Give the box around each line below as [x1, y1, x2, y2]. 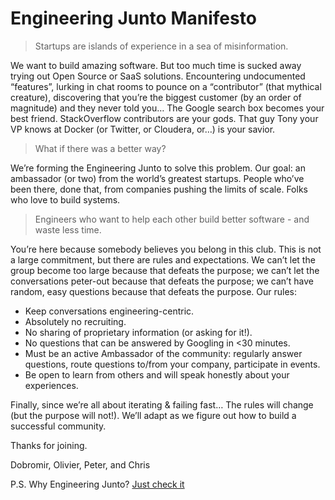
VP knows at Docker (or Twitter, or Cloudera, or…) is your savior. [10, 123, 276, 135]
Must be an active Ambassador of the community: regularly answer [24, 347, 303, 359]
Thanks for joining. [10, 439, 88, 451]
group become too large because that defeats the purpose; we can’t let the [10, 264, 320, 276]
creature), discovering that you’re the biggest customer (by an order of [10, 91, 302, 103]
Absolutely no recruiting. [24, 315, 127, 327]
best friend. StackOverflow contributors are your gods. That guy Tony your [10, 112, 319, 124]
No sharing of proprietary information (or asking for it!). [24, 326, 253, 338]
